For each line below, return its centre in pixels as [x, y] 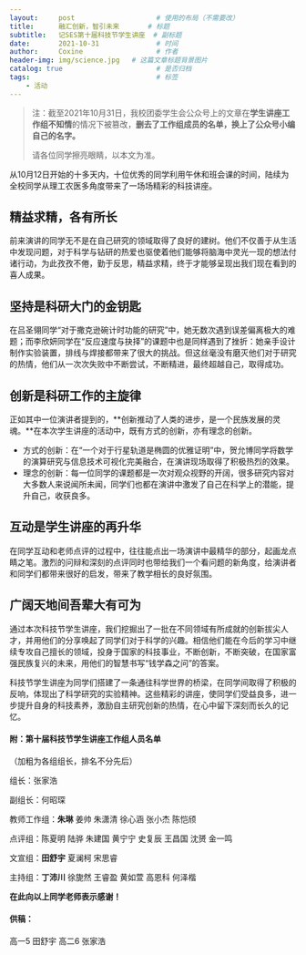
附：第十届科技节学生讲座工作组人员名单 [85, 739]
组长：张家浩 [33, 780]
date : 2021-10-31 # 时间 [94, 43]
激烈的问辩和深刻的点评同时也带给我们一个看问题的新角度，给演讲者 [168, 562]
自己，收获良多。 [63, 496]
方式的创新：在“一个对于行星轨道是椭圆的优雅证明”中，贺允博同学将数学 [158, 450]
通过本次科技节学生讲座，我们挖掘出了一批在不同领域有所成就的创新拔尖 [145, 629]
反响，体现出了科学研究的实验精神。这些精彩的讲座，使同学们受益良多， [145, 693]
